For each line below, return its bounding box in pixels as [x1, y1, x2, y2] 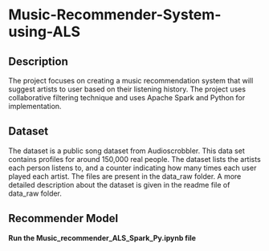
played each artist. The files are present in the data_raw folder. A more [8, 171, 242, 181]
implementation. [8, 102, 62, 111]
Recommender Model [8, 212, 119, 225]
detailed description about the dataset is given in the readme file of [8, 180, 230, 189]
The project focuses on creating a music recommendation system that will [8, 76, 254, 85]
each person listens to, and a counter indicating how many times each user [8, 163, 257, 172]
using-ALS [8, 22, 81, 41]
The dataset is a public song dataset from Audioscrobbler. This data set [8, 146, 245, 156]
